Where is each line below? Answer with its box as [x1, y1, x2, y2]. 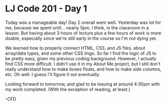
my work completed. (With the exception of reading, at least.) [5, 86, 130, 92]
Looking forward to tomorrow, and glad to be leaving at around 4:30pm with [5, 81, 160, 87]
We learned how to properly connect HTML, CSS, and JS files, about [5, 45, 145, 51]
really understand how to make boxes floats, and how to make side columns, [5, 66, 162, 72]
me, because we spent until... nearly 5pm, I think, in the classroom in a [5, 24, 149, 30]
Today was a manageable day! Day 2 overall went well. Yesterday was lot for [5, 19, 162, 25]
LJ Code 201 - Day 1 [5, 3, 88, 14]
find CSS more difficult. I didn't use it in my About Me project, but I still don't [5, 61, 161, 67]
